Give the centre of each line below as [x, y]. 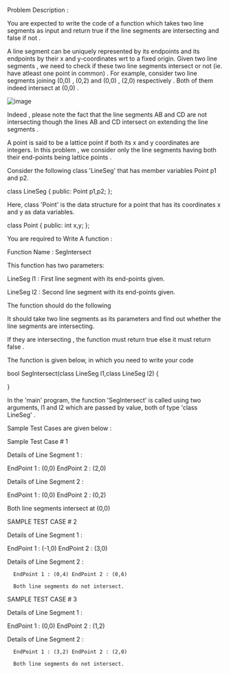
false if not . [24, 38]
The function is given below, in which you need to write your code [100, 360]
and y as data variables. [41, 212]
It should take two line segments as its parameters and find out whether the [114, 319]
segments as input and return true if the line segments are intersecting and [113, 31]
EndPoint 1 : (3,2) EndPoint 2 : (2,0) [70, 652]
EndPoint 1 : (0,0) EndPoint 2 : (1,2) [56, 626]
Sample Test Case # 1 [38, 441]
